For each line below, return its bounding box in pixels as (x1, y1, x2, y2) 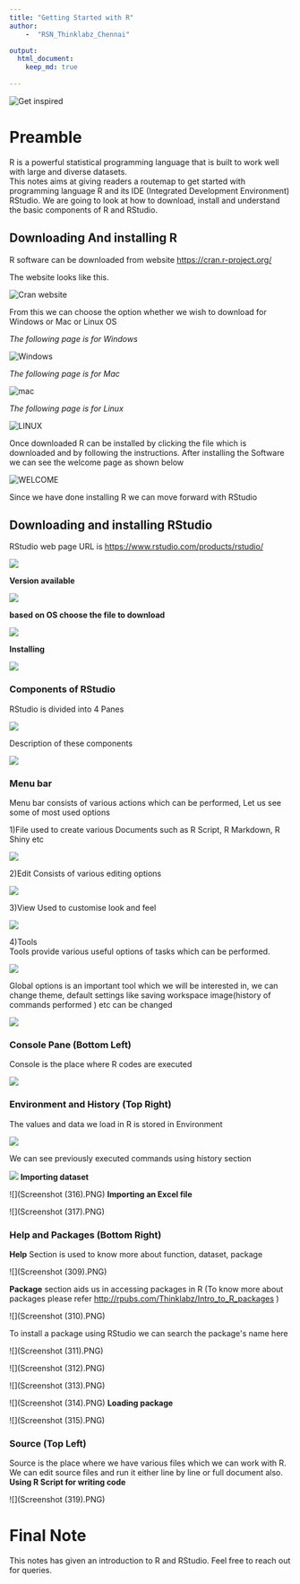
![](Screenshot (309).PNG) (9, 1266, 107, 1277)
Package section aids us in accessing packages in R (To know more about (9, 1283, 284, 1294)
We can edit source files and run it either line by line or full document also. (9, 1467, 284, 1478)
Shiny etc (9, 834, 45, 845)
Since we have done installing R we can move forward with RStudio (9, 491, 258, 503)
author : (9, 22, 39, 31)
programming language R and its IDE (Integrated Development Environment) (9, 185, 290, 196)
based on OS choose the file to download (9, 609, 166, 620)
